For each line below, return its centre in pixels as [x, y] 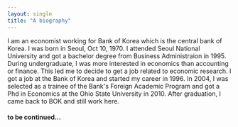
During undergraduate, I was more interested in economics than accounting [118, 63]
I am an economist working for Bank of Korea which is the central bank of [115, 40]
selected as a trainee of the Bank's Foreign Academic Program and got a [114, 86]
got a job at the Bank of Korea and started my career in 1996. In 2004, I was [118, 78]
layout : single [30, 14]
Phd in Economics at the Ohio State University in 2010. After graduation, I [114, 94]
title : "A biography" [39, 21]
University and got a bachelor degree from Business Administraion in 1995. [117, 56]
